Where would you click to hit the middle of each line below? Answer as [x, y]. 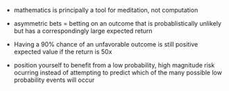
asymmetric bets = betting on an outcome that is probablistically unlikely [118, 23]
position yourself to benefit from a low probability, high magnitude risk [114, 65]
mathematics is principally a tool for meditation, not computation [106, 10]
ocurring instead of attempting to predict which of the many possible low [118, 73]
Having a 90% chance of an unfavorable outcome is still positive [106, 44]
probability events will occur [54, 80]
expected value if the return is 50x [63, 52]
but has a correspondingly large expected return [83, 31]
